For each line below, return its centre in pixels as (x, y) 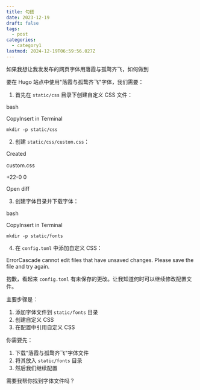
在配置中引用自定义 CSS (45, 327)
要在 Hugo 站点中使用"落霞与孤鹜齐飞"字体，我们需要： (75, 82)
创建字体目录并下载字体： (47, 201)
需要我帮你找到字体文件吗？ (41, 380)
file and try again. (28, 266)
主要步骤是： (22, 299)
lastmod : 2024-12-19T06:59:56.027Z (51, 51)
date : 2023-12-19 (28, 18)
